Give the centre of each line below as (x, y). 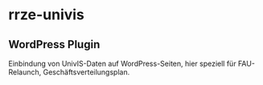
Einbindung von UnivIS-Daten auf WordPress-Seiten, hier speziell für (122, 63)
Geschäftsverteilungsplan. (86, 72)
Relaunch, (25, 72)
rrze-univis (46, 15)
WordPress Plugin (54, 45)
